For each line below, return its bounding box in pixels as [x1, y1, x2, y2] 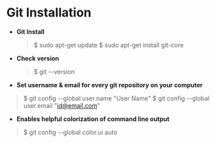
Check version [16, 54, 60, 63]
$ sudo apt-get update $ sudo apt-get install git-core [33, 41, 184, 49]
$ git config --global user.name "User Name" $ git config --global [23, 94, 210, 102]
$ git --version [33, 67, 75, 76]
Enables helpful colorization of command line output [16, 115, 170, 123]
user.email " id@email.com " [23, 101, 100, 109]
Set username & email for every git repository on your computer [16, 80, 204, 89]
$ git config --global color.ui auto [23, 128, 118, 136]
